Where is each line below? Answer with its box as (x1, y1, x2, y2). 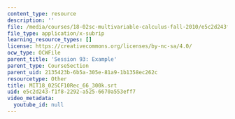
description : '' (7, 17, 55, 24)
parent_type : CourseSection (7, 62, 90, 69)
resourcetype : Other (7, 75, 68, 83)
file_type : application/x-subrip (7, 29, 105, 37)
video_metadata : (7, 95, 55, 102)
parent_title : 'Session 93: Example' (7, 56, 117, 63)
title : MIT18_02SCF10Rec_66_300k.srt (7, 82, 117, 89)
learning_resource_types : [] (7, 36, 92, 43)
